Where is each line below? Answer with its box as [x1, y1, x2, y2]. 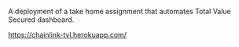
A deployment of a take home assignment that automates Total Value [8, 7, 232, 16]
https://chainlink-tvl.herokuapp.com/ [8, 31, 127, 39]
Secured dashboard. [8, 15, 75, 24]
